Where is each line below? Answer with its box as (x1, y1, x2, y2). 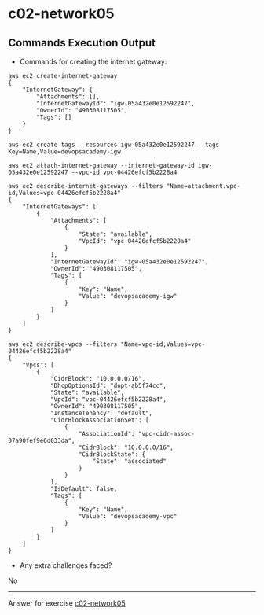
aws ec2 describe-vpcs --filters (8, 341, 118, 348)
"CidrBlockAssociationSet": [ (49, 416, 149, 424)
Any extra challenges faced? (19, 561, 112, 570)
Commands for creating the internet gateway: (19, 57, 167, 66)
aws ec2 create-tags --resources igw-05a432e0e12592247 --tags (8, 141, 220, 149)
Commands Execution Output (8, 36, 156, 50)
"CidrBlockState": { (78, 451, 146, 458)
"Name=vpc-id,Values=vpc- (120, 341, 206, 348)
